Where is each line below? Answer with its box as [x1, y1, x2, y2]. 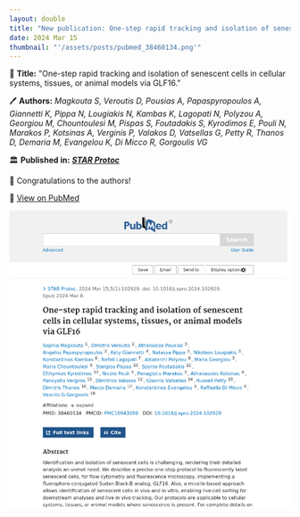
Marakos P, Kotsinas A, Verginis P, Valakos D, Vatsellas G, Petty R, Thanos [9, 128, 284, 138]
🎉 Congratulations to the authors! [9, 175, 131, 187]
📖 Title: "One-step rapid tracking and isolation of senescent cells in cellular [9, 68, 287, 79]
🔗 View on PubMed [9, 193, 80, 204]
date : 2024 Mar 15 [9, 33, 78, 42]
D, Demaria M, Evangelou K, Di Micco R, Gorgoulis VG [9, 137, 208, 147]
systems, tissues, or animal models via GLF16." [9, 78, 181, 88]
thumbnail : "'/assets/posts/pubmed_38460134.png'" [9, 43, 202, 52]
